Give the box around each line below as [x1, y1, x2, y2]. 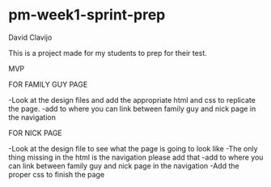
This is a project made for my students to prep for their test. [8, 48, 208, 57]
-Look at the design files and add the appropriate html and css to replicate [8, 95, 256, 104]
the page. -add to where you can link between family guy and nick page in [8, 104, 256, 113]
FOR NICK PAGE [8, 128, 62, 138]
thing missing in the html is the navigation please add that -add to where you [8, 152, 264, 162]
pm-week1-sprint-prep [8, 6, 166, 24]
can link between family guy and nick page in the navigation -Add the [8, 160, 240, 171]
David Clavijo [8, 32, 53, 42]
